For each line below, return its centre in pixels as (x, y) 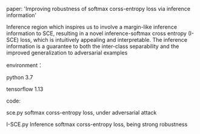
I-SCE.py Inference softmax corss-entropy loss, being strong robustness (97, 124)
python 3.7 (20, 77)
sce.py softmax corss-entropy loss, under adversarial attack (82, 112)
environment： (25, 65)
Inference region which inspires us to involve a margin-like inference (92, 27)
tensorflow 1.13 (25, 89)
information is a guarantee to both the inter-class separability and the (93, 46)
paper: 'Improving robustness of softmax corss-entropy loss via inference (98, 9)
